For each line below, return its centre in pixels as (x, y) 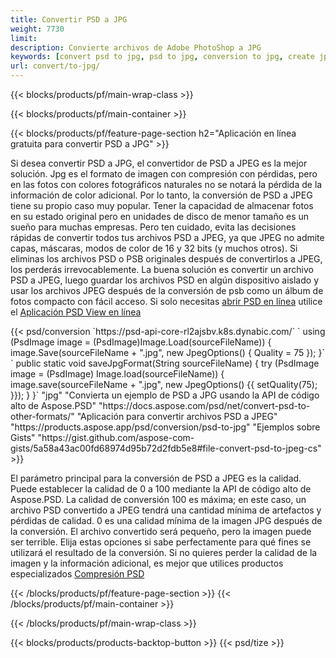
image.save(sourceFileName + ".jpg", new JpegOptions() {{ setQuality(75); (164, 384)
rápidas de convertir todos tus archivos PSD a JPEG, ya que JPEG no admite (167, 237)
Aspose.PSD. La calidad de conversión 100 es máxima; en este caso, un (158, 499)
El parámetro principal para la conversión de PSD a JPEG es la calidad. (156, 478)
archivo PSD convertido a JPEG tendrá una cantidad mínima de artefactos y (166, 510)
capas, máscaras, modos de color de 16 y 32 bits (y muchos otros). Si (154, 248)
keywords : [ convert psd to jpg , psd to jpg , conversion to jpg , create (162, 57)
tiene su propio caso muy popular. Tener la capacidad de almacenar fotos (162, 205)
